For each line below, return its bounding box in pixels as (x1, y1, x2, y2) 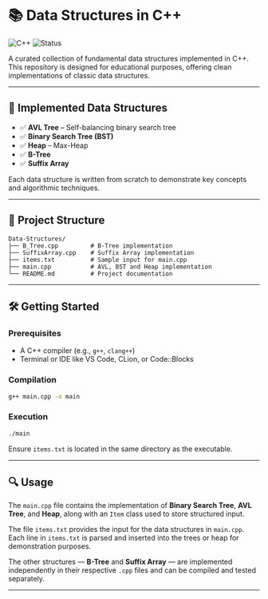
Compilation (8, 375, 57, 386)
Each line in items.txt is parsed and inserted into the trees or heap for (8, 533, 239, 543)
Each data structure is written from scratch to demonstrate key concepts (8, 174, 247, 184)
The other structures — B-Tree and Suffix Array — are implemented (8, 557, 233, 567)
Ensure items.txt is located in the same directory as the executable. (8, 444, 233, 454)
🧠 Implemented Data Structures (8, 101, 168, 115)
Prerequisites (8, 327, 61, 339)
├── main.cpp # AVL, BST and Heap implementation (8, 263, 213, 271)
